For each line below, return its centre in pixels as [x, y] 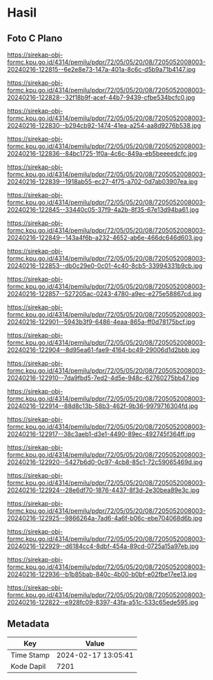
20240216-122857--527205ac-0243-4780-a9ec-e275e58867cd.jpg [104, 294]
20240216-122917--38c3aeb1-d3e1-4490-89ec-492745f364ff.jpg [101, 434]
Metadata [28, 624]
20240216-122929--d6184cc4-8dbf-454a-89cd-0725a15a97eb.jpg [103, 546]
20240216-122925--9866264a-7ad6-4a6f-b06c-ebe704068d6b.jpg [105, 518]
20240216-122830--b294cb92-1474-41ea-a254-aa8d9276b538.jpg [104, 125]
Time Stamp [30, 655]
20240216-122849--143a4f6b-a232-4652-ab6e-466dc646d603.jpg [105, 237]
